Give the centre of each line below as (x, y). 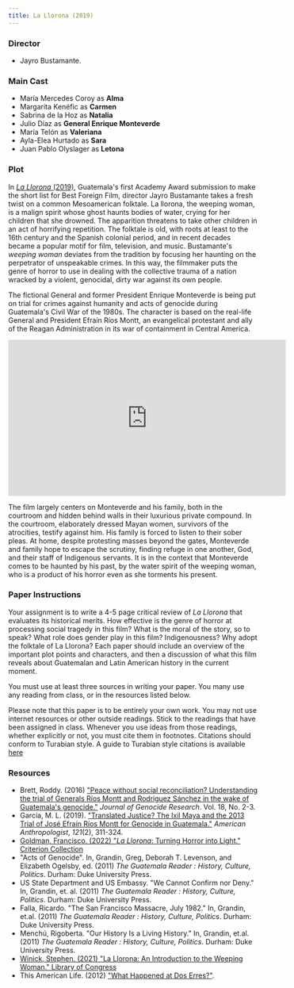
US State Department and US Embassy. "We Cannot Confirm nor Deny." (137, 883)
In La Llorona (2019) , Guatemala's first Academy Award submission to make (132, 186)
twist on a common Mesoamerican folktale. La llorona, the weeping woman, (132, 204)
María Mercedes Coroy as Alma (72, 98)
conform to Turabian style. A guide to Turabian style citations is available (127, 744)
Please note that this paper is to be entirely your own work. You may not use (133, 710)
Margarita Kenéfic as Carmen (68, 107)
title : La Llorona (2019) (51, 15)
